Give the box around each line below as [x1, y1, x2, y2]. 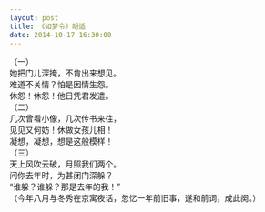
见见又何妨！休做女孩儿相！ [9, 125, 114, 136]
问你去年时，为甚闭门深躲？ [9, 170, 114, 181]
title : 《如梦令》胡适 [9, 22, 87, 31]
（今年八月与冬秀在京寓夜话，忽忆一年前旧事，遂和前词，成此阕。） [9, 193, 261, 204]
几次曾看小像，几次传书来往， [9, 113, 121, 124]
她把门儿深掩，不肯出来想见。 [9, 67, 121, 78]
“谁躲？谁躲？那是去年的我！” [9, 181, 121, 192]
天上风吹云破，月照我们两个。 [9, 158, 121, 169]
